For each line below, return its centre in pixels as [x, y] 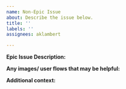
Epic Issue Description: [36, 57]
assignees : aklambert [34, 35]
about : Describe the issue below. [50, 18]
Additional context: [31, 81]
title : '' [19, 23]
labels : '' [20, 29]
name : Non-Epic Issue [34, 12]
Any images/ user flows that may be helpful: [63, 69]
